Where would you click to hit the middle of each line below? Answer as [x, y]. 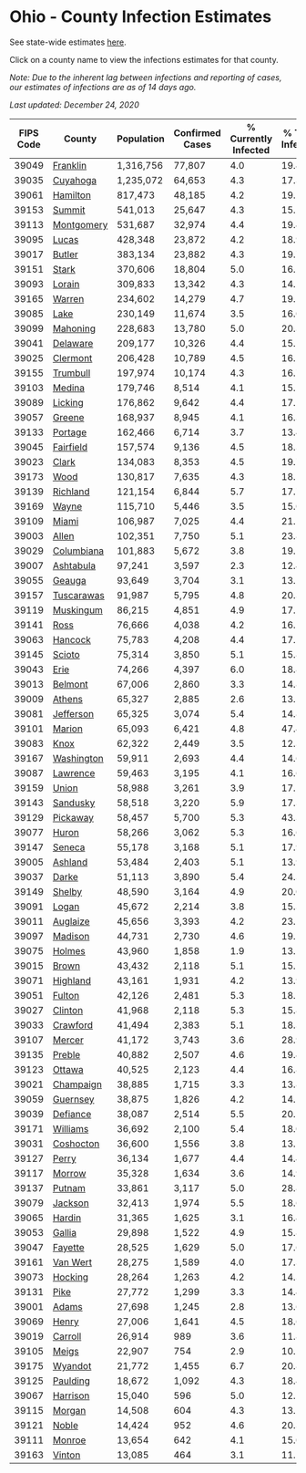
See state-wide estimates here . [68, 42]
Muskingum [77, 610]
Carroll [67, 1336]
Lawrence [74, 773]
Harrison [71, 1395]
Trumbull [71, 373]
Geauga [69, 580]
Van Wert [72, 1262]
